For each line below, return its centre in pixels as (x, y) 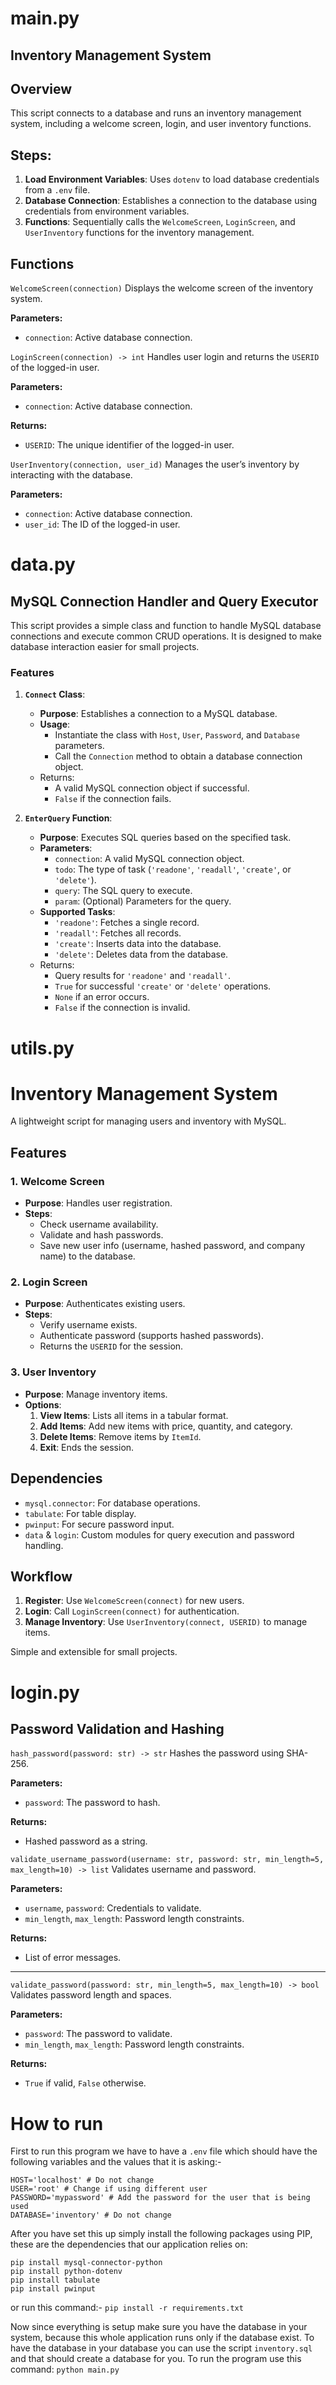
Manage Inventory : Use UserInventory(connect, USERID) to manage (166, 1622)
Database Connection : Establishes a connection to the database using (171, 201)
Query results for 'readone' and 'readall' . (142, 976)
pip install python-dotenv (66, 2272)
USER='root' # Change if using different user (109, 2189)
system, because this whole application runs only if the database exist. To (162, 2338)
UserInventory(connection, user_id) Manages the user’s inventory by (155, 464)
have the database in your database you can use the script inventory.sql (161, 2348)
